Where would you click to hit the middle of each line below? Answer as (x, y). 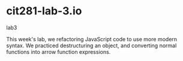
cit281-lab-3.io (44, 11)
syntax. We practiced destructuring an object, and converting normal (91, 45)
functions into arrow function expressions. (58, 51)
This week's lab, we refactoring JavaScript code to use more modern (92, 39)
